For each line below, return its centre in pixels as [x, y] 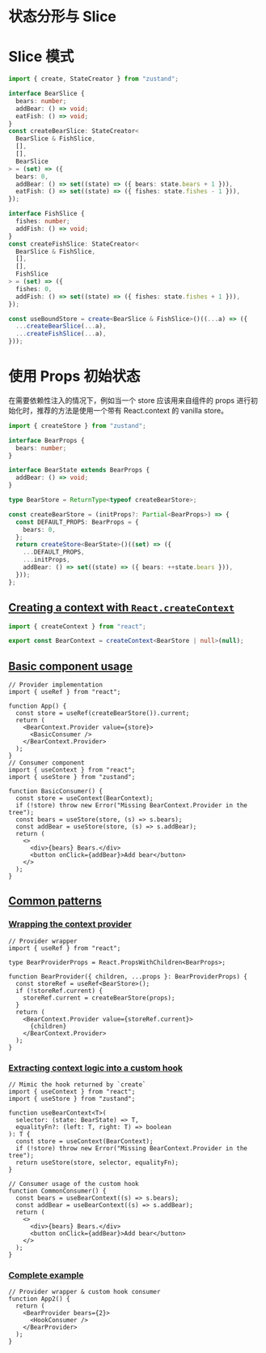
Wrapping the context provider [70, 924]
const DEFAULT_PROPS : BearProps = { [77, 522]
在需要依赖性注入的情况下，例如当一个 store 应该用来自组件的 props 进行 [130, 400]
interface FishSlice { [46, 214]
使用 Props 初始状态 [74, 377]
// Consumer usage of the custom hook [74, 1184]
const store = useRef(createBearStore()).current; [103, 713]
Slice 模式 [41, 57]
